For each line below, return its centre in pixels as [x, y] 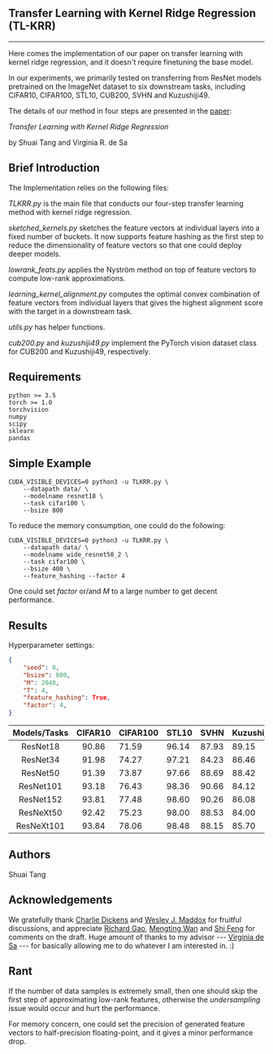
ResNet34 [41, 760]
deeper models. [35, 254]
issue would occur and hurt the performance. [84, 1008]
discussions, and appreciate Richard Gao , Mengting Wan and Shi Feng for [132, 928]
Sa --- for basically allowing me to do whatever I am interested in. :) [121, 945]
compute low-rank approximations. [67, 278]
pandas [19, 439]
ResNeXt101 [40, 826]
